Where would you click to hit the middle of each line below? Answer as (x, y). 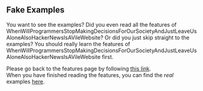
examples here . (26, 81)
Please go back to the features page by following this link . (79, 69)
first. (108, 56)
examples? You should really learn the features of (68, 44)
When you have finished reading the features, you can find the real (90, 75)
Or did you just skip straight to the (147, 37)
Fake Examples (36, 10)
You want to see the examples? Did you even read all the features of (91, 24)
